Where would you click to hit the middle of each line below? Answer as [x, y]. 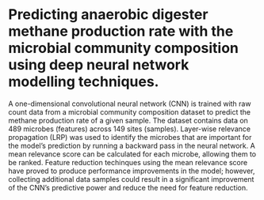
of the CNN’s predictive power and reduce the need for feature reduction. [128, 187]
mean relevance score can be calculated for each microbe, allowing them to [132, 154]
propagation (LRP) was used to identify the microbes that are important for [130, 137]
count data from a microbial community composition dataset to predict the [130, 111]
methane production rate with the [121, 31]
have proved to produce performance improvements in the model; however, [132, 171]
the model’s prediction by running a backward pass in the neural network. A [132, 145]
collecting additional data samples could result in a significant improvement [131, 179]
